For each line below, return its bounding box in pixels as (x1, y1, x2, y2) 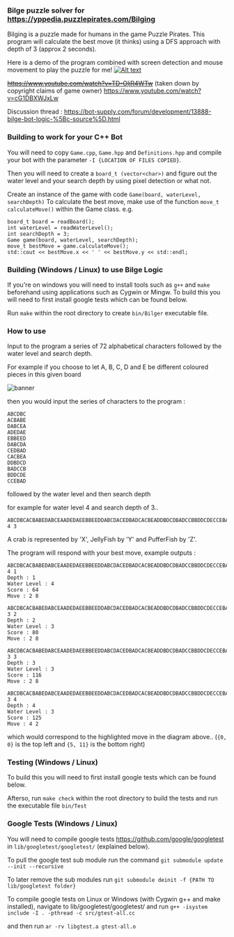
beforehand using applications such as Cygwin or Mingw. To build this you (7, 288, 221, 296)
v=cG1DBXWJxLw (7, 94, 59, 102)
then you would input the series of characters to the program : (7, 397, 186, 406)
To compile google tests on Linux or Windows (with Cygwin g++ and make (7, 895, 221, 903)
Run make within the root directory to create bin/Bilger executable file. (7, 308, 209, 317)
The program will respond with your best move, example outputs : (7, 549, 196, 557)
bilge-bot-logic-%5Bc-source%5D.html (7, 115, 120, 123)
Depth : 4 (7, 702, 36, 709)
